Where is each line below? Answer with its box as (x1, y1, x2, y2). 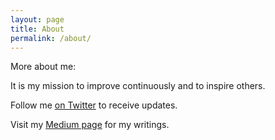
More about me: (10, 61, 77, 73)
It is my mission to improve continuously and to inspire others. (10, 80, 266, 92)
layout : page (10, 14, 65, 25)
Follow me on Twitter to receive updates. (10, 99, 178, 111)
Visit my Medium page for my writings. (10, 119, 170, 131)
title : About (10, 24, 65, 34)
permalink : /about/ (10, 33, 92, 43)
